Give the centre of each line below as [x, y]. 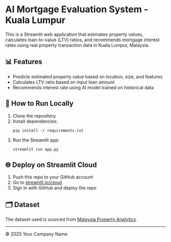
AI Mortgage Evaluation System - [77, 9]
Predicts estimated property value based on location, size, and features [88, 76]
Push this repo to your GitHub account [53, 177]
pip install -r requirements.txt [48, 130]
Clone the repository [34, 116]
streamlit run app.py [35, 149]
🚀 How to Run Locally [39, 104]
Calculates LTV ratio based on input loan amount [64, 82]
